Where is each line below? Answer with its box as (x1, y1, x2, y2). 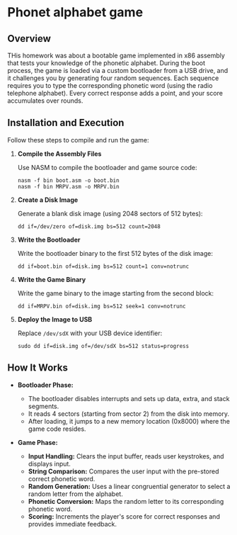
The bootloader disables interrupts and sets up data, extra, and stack (28, 394, 230, 402)
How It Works (7, 362, 69, 374)
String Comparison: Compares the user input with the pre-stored (28, 467, 219, 475)
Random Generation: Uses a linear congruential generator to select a (28, 482, 231, 490)
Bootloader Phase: (17, 381, 74, 389)
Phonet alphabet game (7, 4, 144, 21)
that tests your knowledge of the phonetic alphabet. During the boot (7, 59, 206, 67)
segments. (28, 402, 59, 410)
